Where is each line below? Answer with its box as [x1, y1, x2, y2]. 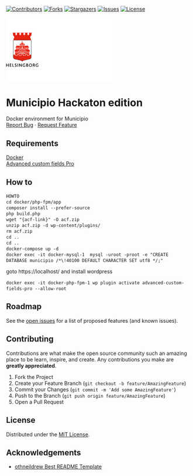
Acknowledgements [6, 447, 81, 457]
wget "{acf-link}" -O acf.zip [6, 217, 80, 223]
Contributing [6, 334, 54, 344]
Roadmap [6, 302, 42, 312]
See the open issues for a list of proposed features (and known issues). [6, 317, 178, 324]
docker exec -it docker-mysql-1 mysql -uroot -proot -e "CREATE [6, 252, 168, 258]
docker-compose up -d [6, 246, 59, 252]
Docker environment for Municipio [6, 115, 89, 122]
